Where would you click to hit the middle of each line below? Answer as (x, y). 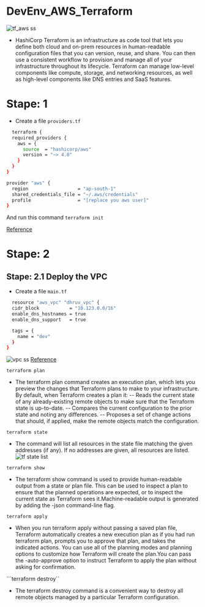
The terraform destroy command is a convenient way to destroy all (99, 591)
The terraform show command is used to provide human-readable (99, 480)
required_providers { (39, 138)
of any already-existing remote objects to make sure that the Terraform (105, 402)
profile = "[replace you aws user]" (80, 200)
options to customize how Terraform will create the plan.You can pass (103, 554)
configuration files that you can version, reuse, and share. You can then (105, 53)
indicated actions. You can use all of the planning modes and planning (103, 548)
